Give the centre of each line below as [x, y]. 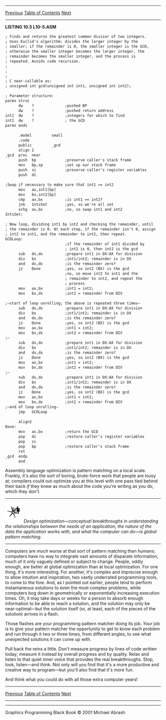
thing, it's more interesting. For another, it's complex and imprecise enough [82, 572]
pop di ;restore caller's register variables [81, 437]
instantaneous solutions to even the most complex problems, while [73, 588]
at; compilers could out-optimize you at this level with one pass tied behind [82, 481]
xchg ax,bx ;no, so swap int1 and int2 [70, 209]
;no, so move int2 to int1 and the [102, 274]
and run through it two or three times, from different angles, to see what [78, 634]
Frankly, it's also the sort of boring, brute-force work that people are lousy [81, 476]
